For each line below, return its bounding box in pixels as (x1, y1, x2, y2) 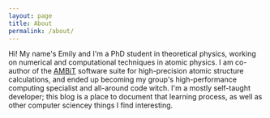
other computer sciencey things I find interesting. (8, 100, 174, 110)
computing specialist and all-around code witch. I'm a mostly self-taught (8, 83, 251, 93)
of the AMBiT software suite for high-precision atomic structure (32, 66, 245, 76)
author (8, 66, 31, 76)
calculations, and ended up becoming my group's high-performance (8, 74, 238, 85)
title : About (8, 19, 53, 27)
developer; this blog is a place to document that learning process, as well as (8, 92, 263, 102)
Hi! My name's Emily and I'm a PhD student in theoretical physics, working (8, 49, 257, 59)
